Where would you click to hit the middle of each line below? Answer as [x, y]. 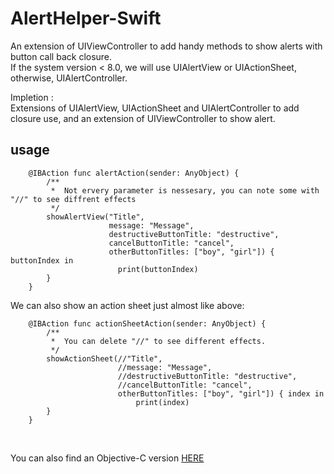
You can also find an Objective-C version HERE [107, 458]
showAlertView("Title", [95, 217]
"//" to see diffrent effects [73, 199]
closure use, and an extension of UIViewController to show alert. [143, 118]
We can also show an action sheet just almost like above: [127, 305]
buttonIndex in [42, 260]
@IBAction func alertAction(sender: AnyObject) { [134, 173]
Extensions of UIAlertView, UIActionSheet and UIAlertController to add [155, 108]
